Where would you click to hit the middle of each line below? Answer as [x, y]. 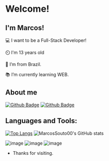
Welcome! [27, 9]
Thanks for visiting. [33, 153]
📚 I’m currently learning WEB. [37, 74]
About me [21, 93]
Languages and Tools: [41, 121]
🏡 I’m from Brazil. [24, 64]
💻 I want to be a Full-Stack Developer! [46, 40]
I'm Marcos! [25, 28]
